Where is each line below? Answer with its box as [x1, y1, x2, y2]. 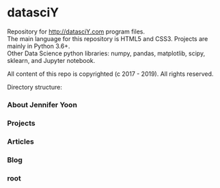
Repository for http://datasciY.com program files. [7, 27, 146, 36]
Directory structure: [7, 83, 63, 91]
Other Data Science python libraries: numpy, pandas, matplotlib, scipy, [7, 49, 206, 57]
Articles [7, 137, 34, 146]
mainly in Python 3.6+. [7, 42, 70, 50]
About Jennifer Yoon [7, 100, 77, 109]
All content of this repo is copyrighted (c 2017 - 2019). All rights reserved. [7, 70, 214, 78]
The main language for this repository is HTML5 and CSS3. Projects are [7, 34, 208, 42]
